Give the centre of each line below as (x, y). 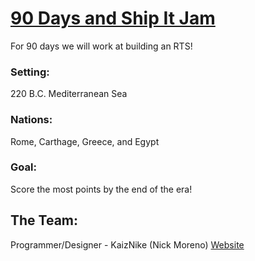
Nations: (31, 120)
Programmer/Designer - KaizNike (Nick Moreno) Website (127, 244)
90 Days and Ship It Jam (113, 18)
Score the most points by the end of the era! (101, 189)
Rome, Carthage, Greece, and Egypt (85, 141)
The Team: (44, 220)
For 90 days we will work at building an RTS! (101, 46)
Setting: (30, 72)
